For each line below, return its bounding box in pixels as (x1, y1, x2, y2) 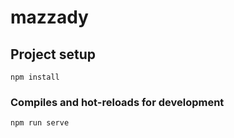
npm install (10, 72, 60, 82)
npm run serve (10, 118, 70, 128)
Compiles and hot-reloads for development (10, 95, 225, 109)
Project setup (10, 46, 97, 63)
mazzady (10, 6, 89, 29)
